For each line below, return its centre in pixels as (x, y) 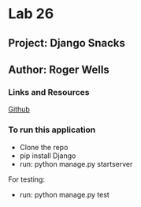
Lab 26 (31, 14)
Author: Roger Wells (59, 69)
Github (19, 109)
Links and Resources (49, 92)
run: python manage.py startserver (76, 164)
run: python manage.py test (65, 194)
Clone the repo (44, 147)
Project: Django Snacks (67, 43)
